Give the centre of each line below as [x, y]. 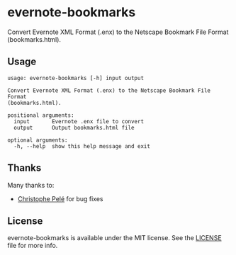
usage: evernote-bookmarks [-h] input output [75, 78]
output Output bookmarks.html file [74, 127]
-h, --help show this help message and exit [82, 146]
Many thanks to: [31, 185]
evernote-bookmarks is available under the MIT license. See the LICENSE [114, 238]
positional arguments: [41, 115]
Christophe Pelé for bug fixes [60, 198]
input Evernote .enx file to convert [79, 121]
